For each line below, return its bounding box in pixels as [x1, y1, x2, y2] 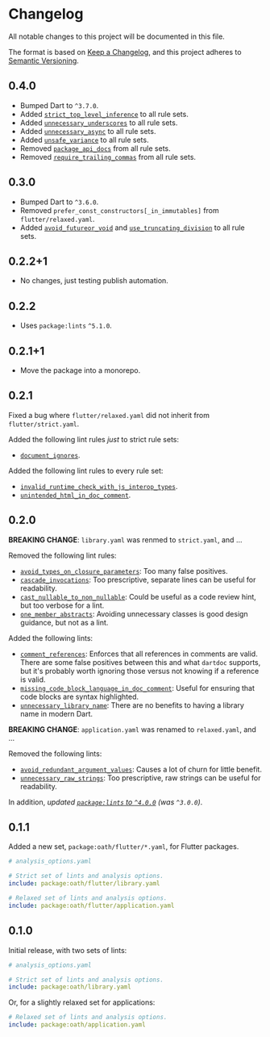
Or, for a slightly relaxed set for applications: [8, 997, 156, 1007]
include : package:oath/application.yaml [8, 1021, 147, 1029]
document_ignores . [19, 450, 81, 460]
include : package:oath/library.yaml [8, 983, 131, 991]
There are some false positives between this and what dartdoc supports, [19, 657, 261, 667]
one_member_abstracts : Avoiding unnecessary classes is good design [19, 608, 248, 618]
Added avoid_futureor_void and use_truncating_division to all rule [19, 223, 245, 232]
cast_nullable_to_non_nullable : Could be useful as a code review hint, [19, 592, 256, 601]
